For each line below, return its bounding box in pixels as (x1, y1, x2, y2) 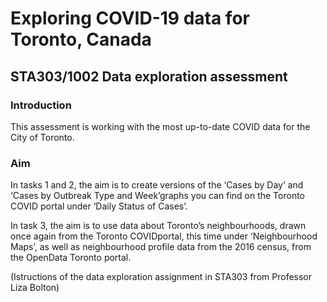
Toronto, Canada (10, 28, 152, 51)
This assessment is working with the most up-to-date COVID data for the (10, 120, 311, 132)
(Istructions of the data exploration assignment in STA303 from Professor (10, 271, 313, 283)
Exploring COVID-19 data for (10, 7, 250, 30)
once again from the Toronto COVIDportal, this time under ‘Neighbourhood (10, 230, 318, 242)
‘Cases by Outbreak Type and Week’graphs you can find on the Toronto (10, 190, 305, 202)
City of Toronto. (10, 131, 75, 143)
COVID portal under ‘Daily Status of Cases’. (10, 200, 188, 212)
